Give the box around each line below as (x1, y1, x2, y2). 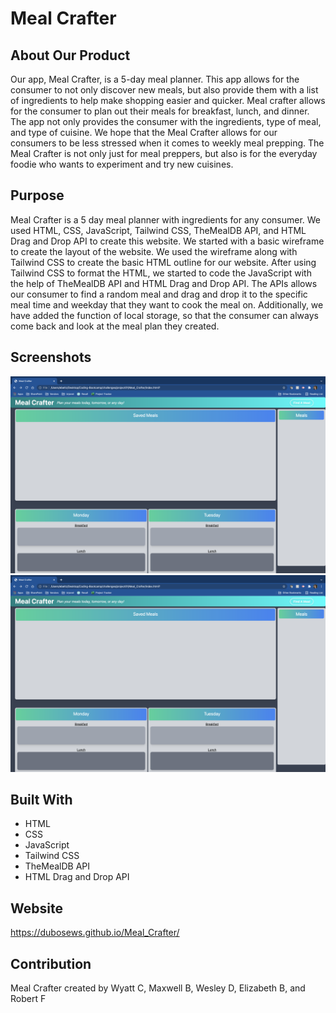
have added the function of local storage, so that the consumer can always (10, 309, 319, 321)
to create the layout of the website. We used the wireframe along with (10, 245, 298, 257)
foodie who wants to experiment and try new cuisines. (10, 158, 234, 170)
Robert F (10, 993, 47, 1005)
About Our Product (10, 47, 131, 64)
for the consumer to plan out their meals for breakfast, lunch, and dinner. (10, 105, 310, 117)
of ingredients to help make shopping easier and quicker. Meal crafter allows (10, 95, 326, 106)
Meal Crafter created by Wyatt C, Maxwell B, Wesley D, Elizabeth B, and (10, 982, 306, 994)
